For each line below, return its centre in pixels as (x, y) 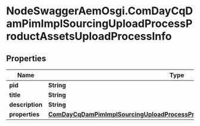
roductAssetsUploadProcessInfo (89, 36)
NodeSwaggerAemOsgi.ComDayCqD (100, 11)
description (26, 105)
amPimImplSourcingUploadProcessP (99, 24)
